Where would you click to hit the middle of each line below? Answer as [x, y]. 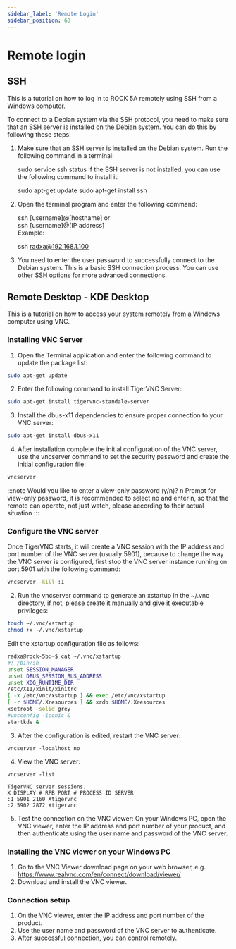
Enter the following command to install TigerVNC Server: [100, 389]
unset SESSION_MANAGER [41, 669]
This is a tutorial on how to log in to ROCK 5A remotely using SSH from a [112, 98]
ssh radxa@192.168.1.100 [53, 246]
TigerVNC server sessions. [47, 787]
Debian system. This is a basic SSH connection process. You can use [118, 267]
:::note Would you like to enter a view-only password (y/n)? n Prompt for [112, 491]
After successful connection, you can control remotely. [97, 938]
